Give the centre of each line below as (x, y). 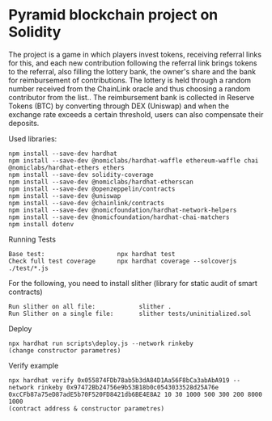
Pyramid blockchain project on (113, 15)
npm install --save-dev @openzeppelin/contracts (92, 189)
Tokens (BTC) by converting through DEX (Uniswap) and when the (119, 106)
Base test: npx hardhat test (92, 254)
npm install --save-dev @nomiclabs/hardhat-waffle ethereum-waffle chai (134, 160)
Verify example (34, 365)
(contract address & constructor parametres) (86, 408)
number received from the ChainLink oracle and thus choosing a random (130, 88)
